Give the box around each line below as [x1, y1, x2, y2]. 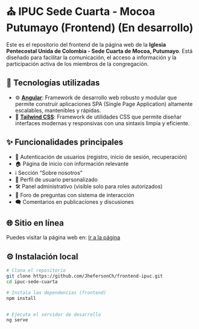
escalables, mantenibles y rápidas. [14, 106, 101, 114]
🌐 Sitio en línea [6, 218, 65, 228]
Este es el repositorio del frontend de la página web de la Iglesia [6, 41, 166, 48]
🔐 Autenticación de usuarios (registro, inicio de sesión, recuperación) [14, 153, 188, 160]
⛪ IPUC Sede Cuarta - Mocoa [6, 5, 156, 19]
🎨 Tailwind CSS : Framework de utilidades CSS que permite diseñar [14, 113, 182, 120]
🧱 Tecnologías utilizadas [6, 78, 100, 88]
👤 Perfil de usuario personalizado [14, 175, 98, 183]
